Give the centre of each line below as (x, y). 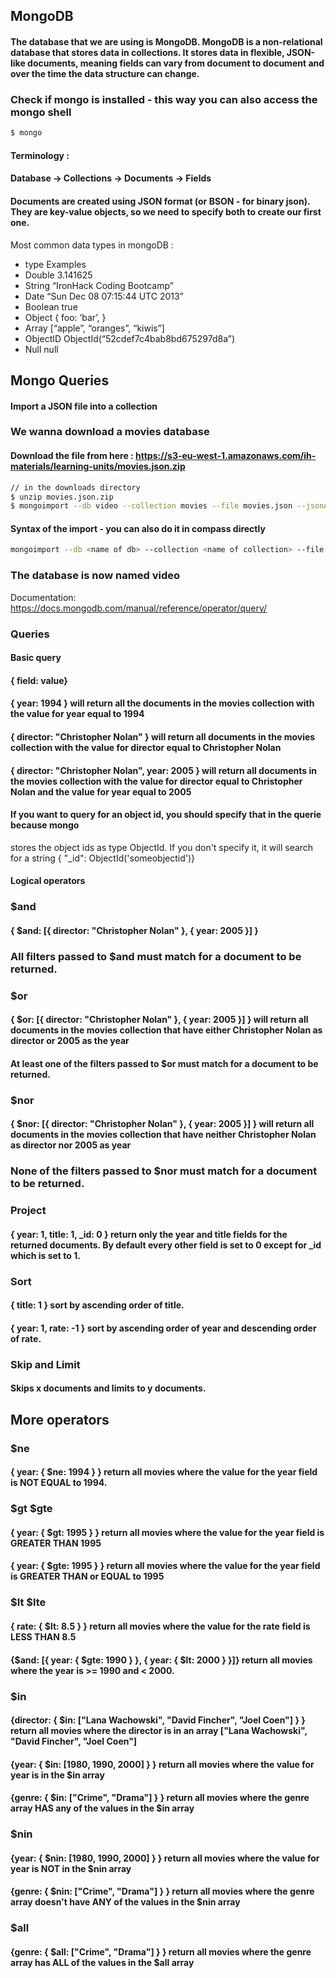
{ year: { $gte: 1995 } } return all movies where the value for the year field (165, 1566)
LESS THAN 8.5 (43, 1637)
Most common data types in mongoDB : (92, 245)
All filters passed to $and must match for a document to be (156, 956)
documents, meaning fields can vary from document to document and (176, 63)
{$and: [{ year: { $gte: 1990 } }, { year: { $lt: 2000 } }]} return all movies (161, 1660)
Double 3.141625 (58, 275)
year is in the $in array (57, 1775)
